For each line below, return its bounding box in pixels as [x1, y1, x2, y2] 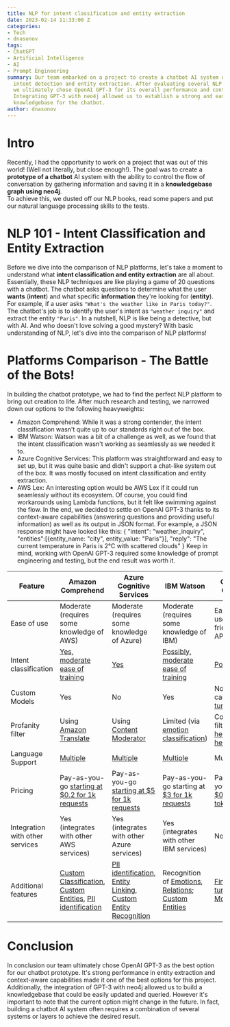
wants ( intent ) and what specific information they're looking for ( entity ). [7, 292, 214, 300]
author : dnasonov [7, 106, 57, 113]
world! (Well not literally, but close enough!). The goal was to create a [7, 165, 203, 174]
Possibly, [162, 646, 192, 656]
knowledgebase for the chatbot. [13, 99, 106, 106]
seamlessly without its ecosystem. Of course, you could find [16, 491, 188, 499]
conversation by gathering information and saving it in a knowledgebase [7, 180, 213, 188]
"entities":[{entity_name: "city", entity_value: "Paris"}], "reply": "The [16, 534, 207, 543]
